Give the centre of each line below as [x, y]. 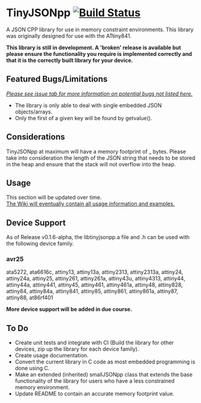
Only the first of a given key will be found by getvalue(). [83, 118]
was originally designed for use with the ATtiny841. [69, 35]
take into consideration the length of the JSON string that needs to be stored [101, 158]
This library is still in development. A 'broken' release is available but [94, 47]
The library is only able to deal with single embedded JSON [88, 105]
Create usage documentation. [52, 356]
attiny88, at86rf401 [30, 298]
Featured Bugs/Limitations [57, 79]
